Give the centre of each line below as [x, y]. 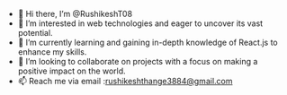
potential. [35, 33]
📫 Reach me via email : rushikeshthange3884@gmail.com [125, 81]
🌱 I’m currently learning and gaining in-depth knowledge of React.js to [148, 42]
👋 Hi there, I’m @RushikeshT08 [75, 14]
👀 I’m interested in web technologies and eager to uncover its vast [140, 23]
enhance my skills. [52, 52]
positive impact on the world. [72, 71]
